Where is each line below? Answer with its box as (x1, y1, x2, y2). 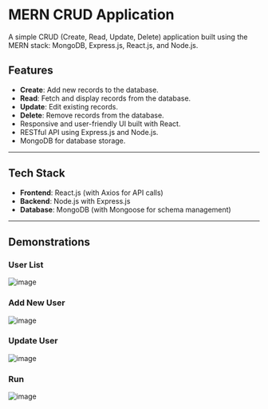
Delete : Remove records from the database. (19, 110, 165, 120)
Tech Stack (8, 166, 65, 181)
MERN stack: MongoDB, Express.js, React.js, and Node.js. (8, 40, 199, 50)
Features (8, 64, 53, 77)
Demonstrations (8, 235, 90, 248)
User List (8, 259, 44, 270)
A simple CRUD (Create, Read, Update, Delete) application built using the (8, 32, 248, 42)
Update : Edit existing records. (19, 101, 118, 111)
